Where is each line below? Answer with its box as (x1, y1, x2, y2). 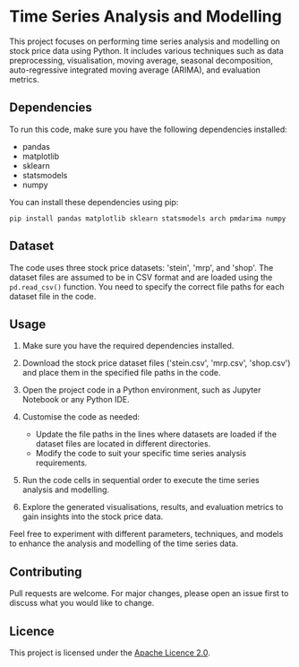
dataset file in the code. (9, 290, 97, 301)
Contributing (9, 564, 82, 579)
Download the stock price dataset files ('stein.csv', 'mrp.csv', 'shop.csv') (21, 358, 291, 368)
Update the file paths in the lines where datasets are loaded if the (35, 429, 278, 440)
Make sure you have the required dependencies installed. (21, 341, 235, 351)
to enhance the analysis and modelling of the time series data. (9, 538, 239, 549)
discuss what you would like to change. (9, 598, 155, 609)
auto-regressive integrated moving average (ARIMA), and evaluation (9, 65, 261, 75)
